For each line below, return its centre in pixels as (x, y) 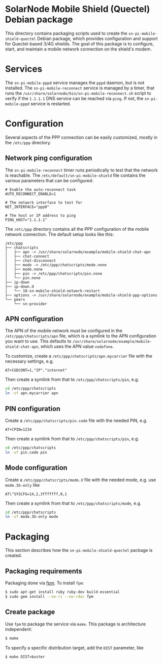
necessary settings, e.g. (30, 361)
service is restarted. (51, 104)
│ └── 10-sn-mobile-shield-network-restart (52, 291)
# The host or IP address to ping (41, 215)
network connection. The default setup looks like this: (60, 234)
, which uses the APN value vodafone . (76, 346)
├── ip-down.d (20, 287)
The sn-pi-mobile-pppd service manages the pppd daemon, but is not (75, 83)
